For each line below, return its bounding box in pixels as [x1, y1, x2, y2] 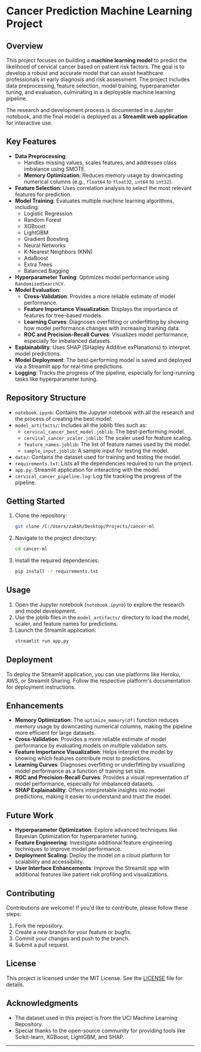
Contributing [6, 888, 55, 899]
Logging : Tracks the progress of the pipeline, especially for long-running [14, 369, 195, 376]
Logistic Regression [23, 210, 73, 217]
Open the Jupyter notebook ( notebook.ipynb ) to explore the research [14, 601, 185, 608]
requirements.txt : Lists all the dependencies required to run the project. [14, 460, 193, 467]
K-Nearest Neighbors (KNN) [23, 248, 93, 255]
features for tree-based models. [23, 312, 103, 319]
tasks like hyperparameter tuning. [14, 375, 98, 382]
